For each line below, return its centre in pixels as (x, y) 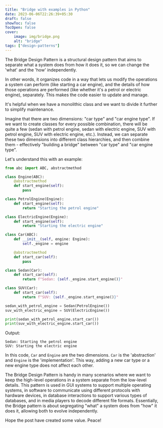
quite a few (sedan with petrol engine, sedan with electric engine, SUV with (80, 129)
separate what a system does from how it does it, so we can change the (77, 65)
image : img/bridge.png (37, 37)
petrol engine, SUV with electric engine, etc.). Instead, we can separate (77, 134)
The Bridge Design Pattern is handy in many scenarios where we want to (78, 375)
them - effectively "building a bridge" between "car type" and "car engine (79, 144)
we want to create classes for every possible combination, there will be (76, 124)
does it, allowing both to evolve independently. (52, 411)
